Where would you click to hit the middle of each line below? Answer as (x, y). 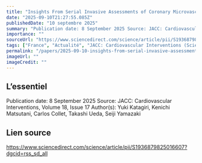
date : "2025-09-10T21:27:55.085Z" (50, 17)
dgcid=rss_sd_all (27, 153)
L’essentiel (27, 86)
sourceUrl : (20, 40)
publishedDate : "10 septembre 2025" (52, 23)
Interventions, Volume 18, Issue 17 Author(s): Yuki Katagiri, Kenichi (88, 107)
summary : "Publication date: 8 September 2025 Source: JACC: (84, 29)
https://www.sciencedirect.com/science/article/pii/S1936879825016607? (97, 147)
